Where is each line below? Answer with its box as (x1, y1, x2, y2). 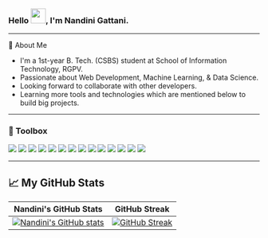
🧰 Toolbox (8, 126, 48, 137)
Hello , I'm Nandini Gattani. (8, 14, 129, 25)
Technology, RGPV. (19, 64, 84, 74)
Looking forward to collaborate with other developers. (19, 81, 197, 91)
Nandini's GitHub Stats (14, 204, 103, 215)
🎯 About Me (8, 41, 48, 50)
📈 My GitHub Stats (8, 176, 105, 189)
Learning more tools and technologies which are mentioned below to (19, 90, 246, 99)
